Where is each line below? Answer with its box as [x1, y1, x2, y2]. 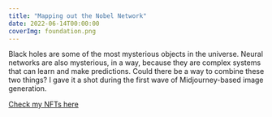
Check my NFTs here [8, 99, 79, 110]
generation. [8, 84, 47, 93]
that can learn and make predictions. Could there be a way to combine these [8, 67, 265, 76]
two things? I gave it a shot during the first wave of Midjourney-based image [8, 75, 264, 85]
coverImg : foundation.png [8, 27, 96, 35]
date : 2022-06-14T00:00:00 [8, 19, 100, 28]
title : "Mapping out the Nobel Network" [8, 11, 148, 20]
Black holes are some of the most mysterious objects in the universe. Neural [8, 50, 264, 59]
